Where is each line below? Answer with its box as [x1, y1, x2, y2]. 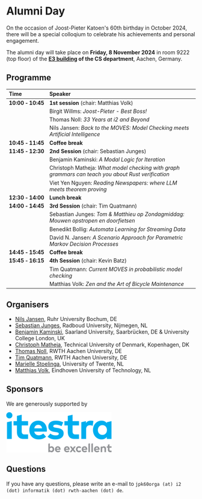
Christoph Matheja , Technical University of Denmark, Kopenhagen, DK [14, 341, 190, 348]
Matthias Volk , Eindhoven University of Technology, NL [14, 367, 151, 374]
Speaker [49, 91, 71, 98]
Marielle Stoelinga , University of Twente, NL [14, 360, 124, 367]
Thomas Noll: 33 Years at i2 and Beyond [49, 116, 150, 123]
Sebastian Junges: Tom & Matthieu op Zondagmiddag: [49, 211, 185, 218]
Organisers [6, 299, 49, 310]
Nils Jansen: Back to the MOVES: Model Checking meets [49, 124, 189, 132]
